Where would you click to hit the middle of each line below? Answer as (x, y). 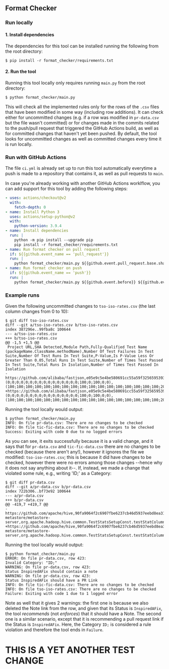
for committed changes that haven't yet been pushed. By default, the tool (81, 133)
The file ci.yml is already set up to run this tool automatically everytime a (81, 168)
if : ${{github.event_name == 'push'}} (51, 273)
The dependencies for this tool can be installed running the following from (82, 46)
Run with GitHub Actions (36, 157)
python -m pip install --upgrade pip (54, 240)
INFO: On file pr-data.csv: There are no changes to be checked (74, 423)
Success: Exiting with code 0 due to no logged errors (64, 432)
